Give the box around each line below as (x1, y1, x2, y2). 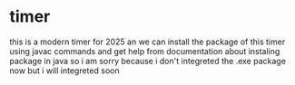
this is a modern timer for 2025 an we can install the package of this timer (9, 36, 286, 47)
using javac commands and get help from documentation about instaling (9, 45, 280, 56)
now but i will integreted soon (9, 65, 120, 76)
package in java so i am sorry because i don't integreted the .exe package (9, 55, 286, 66)
